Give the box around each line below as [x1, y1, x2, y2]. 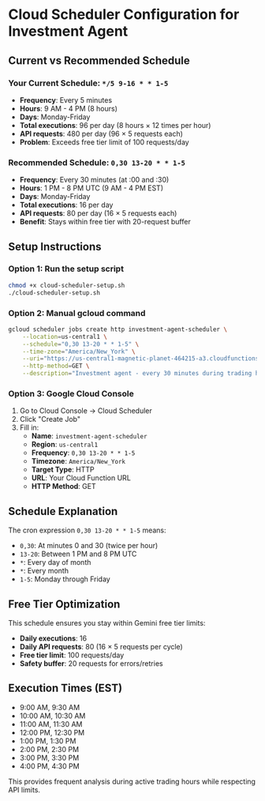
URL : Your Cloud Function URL [31, 473, 132, 483]
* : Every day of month [19, 558, 91, 567]
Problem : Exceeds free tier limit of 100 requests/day [19, 137, 189, 147]
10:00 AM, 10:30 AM [19, 711, 86, 720]
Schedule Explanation [8, 504, 118, 518]
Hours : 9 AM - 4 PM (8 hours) [19, 103, 118, 113]
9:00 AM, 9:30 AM [19, 702, 80, 712]
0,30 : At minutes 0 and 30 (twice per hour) [19, 541, 159, 551]
